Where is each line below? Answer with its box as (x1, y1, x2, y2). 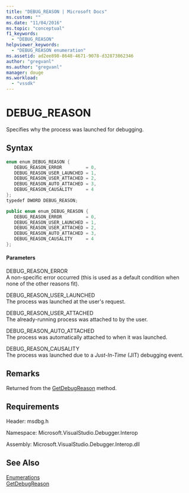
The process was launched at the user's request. (6, 298, 126, 305)
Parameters (6, 254, 36, 262)
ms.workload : (6, 75, 39, 81)
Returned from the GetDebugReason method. (6, 384, 117, 391)
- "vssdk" (11, 81, 36, 87)
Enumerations (6, 473, 40, 481)
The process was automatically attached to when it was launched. (6, 334, 168, 341)
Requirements (6, 402, 59, 412)
